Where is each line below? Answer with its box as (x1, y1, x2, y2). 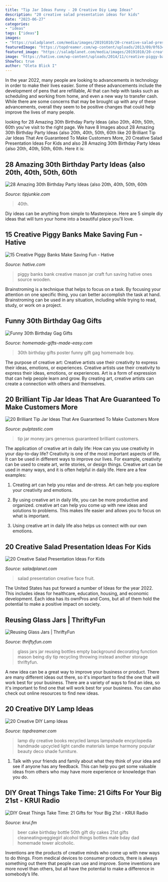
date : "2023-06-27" (5, 17, 46, 22)
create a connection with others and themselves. (5, 380, 106, 387)
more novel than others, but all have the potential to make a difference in (5, 865, 154, 871)
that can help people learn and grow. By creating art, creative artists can (5, 375, 154, 381)
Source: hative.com (5, 261, 45, 267)
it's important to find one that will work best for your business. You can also (5, 685, 161, 691)
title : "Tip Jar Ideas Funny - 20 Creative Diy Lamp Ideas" (5, 7, 133, 13)
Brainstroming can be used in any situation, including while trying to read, (5, 297, 156, 303)
